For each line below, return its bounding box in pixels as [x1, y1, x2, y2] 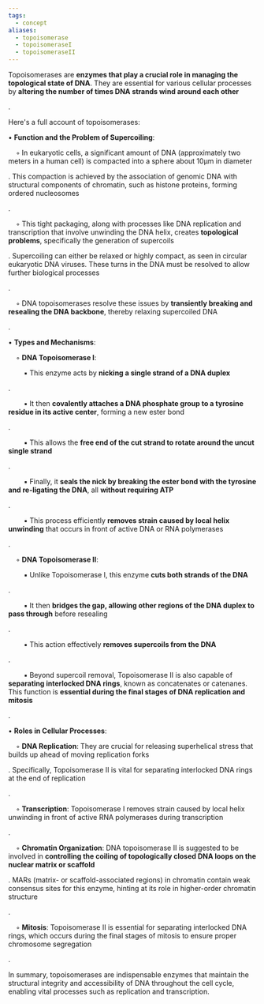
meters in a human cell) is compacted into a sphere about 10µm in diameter [8, 156, 253, 166]
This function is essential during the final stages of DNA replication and [8, 687, 246, 696]
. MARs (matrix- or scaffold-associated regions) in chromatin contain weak [8, 875, 251, 885]
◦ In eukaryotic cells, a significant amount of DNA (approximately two [15, 148, 241, 157]
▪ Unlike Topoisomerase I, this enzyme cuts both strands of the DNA [23, 570, 248, 579]
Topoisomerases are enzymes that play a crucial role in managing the [8, 70, 239, 79]
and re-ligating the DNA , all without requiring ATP [8, 485, 174, 494]
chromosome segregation [8, 939, 92, 949]
